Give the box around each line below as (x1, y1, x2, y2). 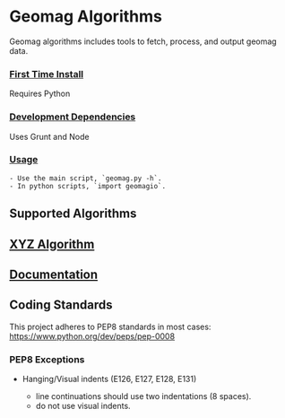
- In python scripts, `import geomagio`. (9, 181, 167, 190)
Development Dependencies (9, 110, 136, 123)
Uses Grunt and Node (9, 131, 90, 142)
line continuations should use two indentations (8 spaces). (35, 391, 252, 402)
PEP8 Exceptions (9, 353, 85, 365)
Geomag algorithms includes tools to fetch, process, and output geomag (9, 36, 277, 47)
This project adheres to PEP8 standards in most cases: (9, 321, 212, 332)
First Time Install (9, 67, 84, 80)
